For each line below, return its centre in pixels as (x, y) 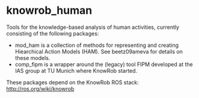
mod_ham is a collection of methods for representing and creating (97, 45)
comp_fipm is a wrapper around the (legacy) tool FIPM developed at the (104, 64)
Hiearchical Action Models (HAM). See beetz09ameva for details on (99, 51)
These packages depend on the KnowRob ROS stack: (73, 82)
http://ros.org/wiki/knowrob (40, 88)
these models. (32, 58)
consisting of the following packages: (53, 33)
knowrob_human (49, 11)
